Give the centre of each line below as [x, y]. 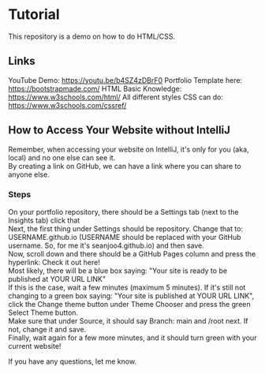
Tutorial [34, 15]
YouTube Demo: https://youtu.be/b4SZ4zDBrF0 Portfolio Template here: [125, 80]
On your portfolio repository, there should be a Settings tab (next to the [123, 211]
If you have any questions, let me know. [72, 361]
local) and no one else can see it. [62, 157]
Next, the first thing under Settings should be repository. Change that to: [125, 228]
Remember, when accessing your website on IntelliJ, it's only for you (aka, [129, 149]
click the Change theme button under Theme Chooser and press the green [129, 304]
